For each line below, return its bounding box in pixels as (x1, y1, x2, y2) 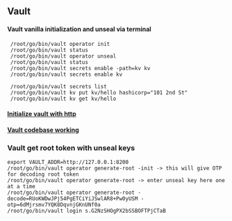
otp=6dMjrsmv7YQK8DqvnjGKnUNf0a (7, 202, 101, 208)
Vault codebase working (7, 125, 80, 134)
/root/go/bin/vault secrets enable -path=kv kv (10, 65, 151, 72)
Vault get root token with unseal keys (7, 142, 135, 152)
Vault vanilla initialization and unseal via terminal (7, 24, 151, 33)
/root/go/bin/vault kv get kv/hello (10, 95, 117, 102)
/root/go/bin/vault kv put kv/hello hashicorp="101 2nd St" (10, 89, 188, 96)
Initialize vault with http (7, 110, 76, 118)
